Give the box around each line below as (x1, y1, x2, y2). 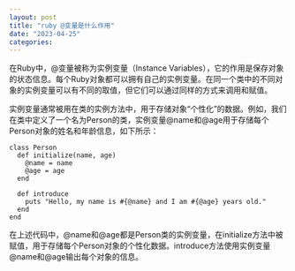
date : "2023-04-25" (9, 29, 81, 38)
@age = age (25, 167, 65, 176)
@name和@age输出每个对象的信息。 (9, 252, 144, 262)
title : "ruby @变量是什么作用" (9, 21, 115, 30)
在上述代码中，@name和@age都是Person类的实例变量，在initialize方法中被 (9, 230, 284, 240)
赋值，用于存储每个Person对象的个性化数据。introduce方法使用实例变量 (9, 240, 271, 252)
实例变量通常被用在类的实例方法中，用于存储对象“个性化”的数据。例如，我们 (9, 103, 287, 115)
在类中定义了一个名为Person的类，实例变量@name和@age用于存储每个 (9, 115, 269, 125)
